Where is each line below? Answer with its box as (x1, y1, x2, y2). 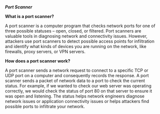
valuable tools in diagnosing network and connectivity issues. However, (5, 33, 147, 39)
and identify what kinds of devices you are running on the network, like (5, 44, 146, 49)
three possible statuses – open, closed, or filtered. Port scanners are (5, 28, 142, 33)
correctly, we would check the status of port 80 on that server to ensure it (5, 88, 152, 94)
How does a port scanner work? (5, 58, 71, 64)
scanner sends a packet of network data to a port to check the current (5, 78, 145, 83)
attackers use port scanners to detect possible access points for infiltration (5, 38, 155, 44)
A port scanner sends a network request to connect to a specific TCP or (5, 67, 148, 73)
